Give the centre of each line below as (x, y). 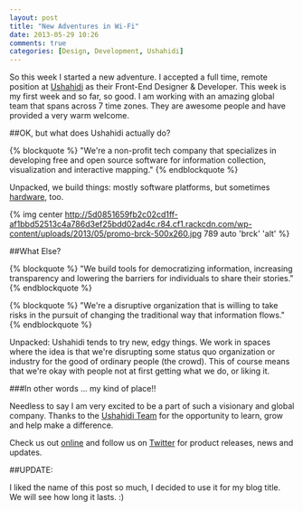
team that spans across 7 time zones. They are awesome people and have (148, 106)
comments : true (38, 43)
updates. (26, 452)
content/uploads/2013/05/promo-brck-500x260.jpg (105, 234)
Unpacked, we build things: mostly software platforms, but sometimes (140, 187)
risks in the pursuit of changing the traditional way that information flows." (147, 315)
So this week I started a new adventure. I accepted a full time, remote (139, 77)
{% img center (36, 214)
